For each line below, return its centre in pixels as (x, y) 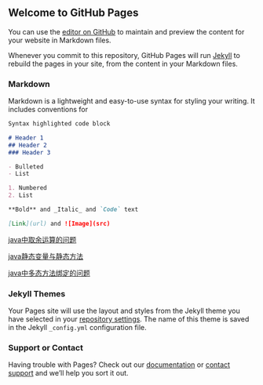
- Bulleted (26, 167)
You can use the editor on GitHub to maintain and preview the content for (126, 31)
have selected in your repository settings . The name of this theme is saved (129, 319)
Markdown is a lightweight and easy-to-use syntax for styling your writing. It (131, 101)
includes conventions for (48, 110)
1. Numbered (27, 188)
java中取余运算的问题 (42, 239)
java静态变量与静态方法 (46, 256)
